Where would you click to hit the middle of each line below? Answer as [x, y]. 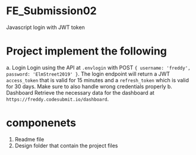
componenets [41, 123]
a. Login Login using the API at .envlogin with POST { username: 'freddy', [99, 67]
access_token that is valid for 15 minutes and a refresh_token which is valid [97, 80]
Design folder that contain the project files [66, 146]
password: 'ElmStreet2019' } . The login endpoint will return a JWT [88, 74]
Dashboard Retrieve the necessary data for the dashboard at [80, 92]
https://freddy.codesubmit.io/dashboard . [58, 99]
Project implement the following [87, 51]
